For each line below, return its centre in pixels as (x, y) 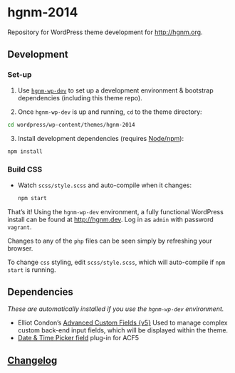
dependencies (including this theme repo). (80, 98)
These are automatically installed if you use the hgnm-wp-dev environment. (116, 309)
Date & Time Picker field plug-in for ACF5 (78, 338)
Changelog (32, 360)
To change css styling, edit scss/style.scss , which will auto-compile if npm (116, 262)
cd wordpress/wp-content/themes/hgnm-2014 (71, 125)
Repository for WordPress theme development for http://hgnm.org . (105, 32)
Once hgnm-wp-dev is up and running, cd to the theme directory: (110, 112)
